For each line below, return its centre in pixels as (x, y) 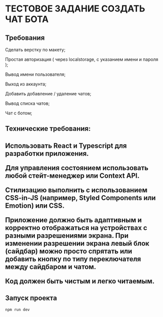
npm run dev (17, 310)
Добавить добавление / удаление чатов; (48, 94)
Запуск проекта (31, 298)
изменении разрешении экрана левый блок (77, 243)
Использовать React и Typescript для (66, 146)
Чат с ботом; (19, 113)
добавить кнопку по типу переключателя (73, 259)
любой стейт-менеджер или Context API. (73, 175)
